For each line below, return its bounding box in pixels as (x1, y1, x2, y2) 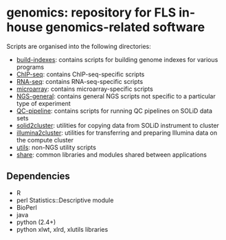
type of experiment (16, 99, 71, 107)
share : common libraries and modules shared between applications (16, 150, 207, 159)
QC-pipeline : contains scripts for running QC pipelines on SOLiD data (16, 107, 213, 115)
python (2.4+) (16, 218, 56, 226)
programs (16, 63, 45, 71)
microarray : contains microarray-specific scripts (16, 85, 154, 93)
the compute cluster (16, 135, 74, 144)
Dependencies (6, 171, 70, 182)
